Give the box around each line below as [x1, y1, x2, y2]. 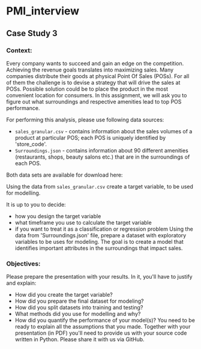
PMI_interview [6, 4, 80, 18]
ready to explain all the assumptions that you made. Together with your [14, 323, 191, 330]
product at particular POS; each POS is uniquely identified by [14, 134, 166, 141]
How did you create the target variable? [14, 291, 113, 299]
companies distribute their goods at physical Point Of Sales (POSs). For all [6, 72, 190, 79]
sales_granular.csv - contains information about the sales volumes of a [14, 127, 193, 135]
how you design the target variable [14, 212, 101, 220]
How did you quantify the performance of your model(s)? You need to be [14, 317, 195, 324]
